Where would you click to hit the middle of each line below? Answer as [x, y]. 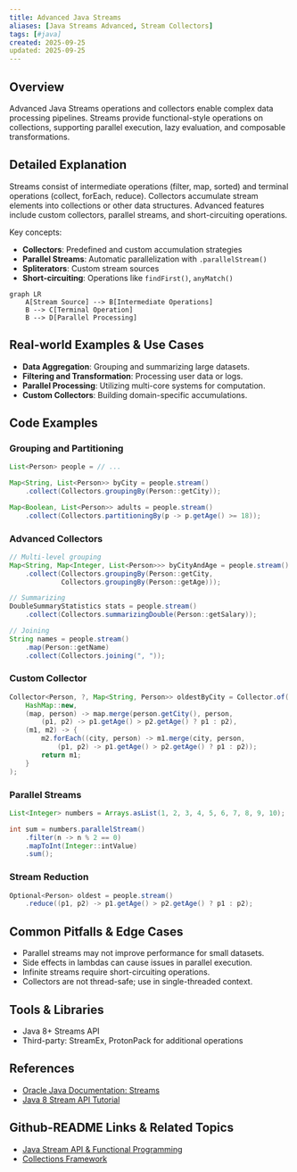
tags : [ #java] [36, 34]
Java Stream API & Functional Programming [102, 1149]
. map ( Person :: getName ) [67, 647]
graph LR [25, 294]
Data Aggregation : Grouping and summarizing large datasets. [136, 366]
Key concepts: [36, 232]
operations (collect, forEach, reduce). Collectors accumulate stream [134, 195]
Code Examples [54, 423]
